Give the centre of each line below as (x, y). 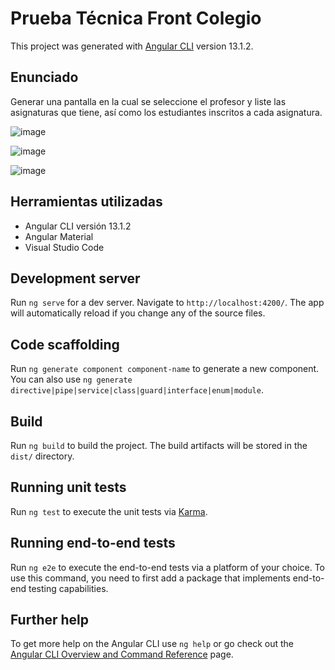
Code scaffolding (65, 344)
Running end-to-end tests (93, 543)
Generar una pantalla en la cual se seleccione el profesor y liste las (148, 101)
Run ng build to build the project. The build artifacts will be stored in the (159, 445)
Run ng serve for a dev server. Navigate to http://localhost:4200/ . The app (167, 303)
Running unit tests (68, 487)
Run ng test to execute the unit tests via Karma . (109, 511)
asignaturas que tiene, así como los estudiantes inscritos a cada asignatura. (166, 112)
